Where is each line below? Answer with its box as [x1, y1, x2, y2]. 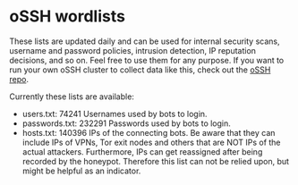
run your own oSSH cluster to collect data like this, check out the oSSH [9, 64, 271, 75]
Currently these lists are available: [9, 91, 134, 102]
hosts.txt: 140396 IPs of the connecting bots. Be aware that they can [21, 127, 276, 138]
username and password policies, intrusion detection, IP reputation [9, 45, 257, 55]
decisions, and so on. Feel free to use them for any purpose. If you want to [9, 55, 285, 65]
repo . [9, 73, 30, 84]
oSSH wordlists [9, 6, 125, 27]
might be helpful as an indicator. [21, 165, 141, 176]
